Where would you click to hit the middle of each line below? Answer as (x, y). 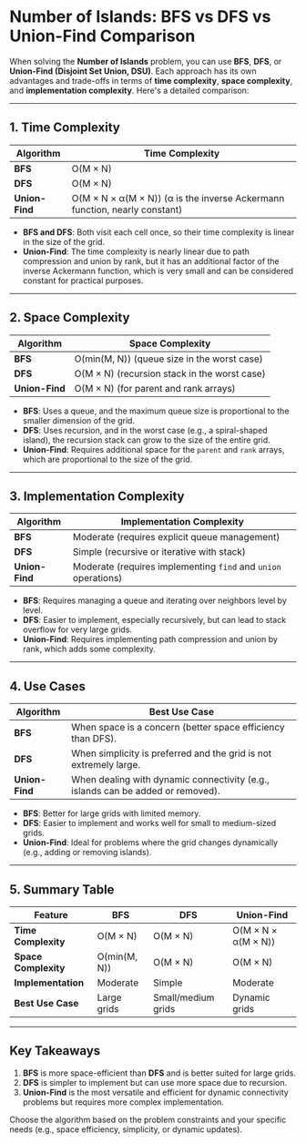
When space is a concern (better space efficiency (178, 728)
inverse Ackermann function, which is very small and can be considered (158, 271)
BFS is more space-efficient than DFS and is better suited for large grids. (159, 1073)
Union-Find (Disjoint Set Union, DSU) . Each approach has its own (133, 71)
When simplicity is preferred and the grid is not (172, 753)
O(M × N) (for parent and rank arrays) (155, 388)
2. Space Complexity (70, 317)
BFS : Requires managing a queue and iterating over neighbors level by (154, 601)
